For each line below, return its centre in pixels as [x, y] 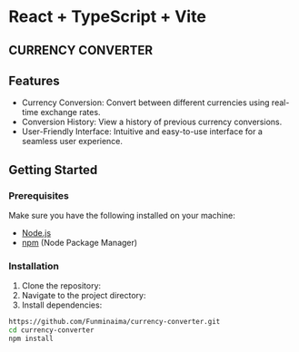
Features [34, 80]
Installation [34, 266]
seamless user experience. [72, 142]
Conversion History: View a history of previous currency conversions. [152, 122]
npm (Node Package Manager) [80, 243]
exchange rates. [70, 112]
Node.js [36, 233]
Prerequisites [39, 195]
